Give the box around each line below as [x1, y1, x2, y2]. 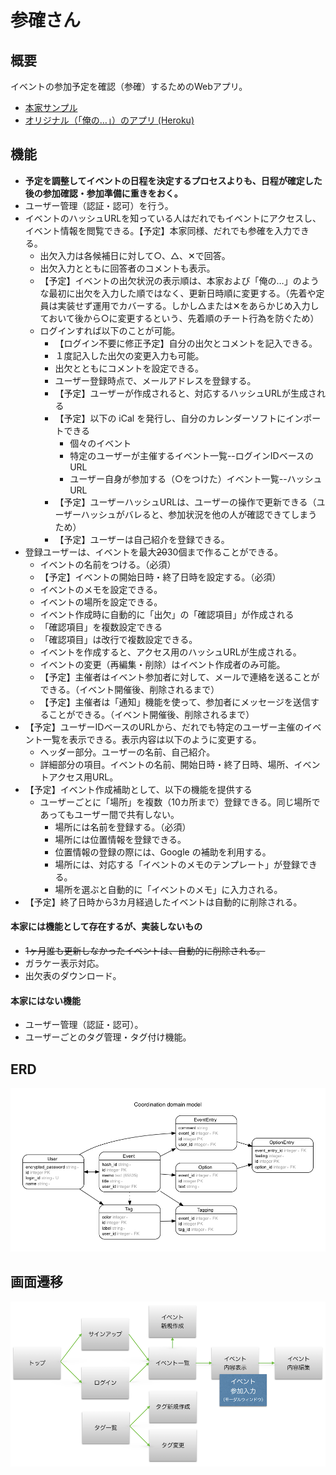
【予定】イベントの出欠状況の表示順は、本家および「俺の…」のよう [39, 274, 320, 286]
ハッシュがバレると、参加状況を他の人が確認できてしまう [80, 508, 318, 520]
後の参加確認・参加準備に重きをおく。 [24, 187, 183, 199]
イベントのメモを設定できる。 [39, 583, 163, 595]
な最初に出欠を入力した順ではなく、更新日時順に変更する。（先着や [39, 287, 317, 299]
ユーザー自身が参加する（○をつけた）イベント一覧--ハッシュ [69, 472, 323, 485]
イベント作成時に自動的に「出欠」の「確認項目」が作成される [39, 608, 295, 620]
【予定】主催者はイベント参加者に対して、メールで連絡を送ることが [39, 671, 320, 683]
